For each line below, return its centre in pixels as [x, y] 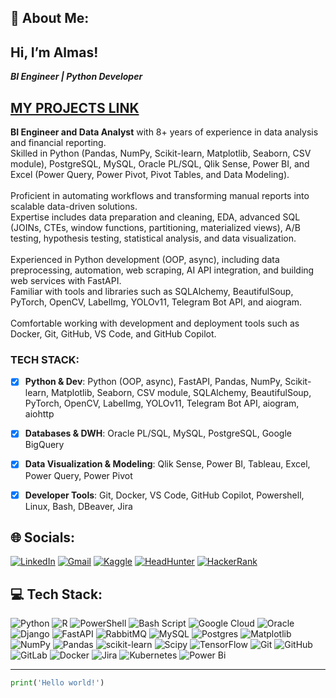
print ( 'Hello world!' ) [57, 683]
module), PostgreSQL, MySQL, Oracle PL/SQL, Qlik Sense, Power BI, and [160, 164]
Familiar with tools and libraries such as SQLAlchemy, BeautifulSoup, [152, 292]
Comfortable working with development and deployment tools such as [155, 323]
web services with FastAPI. [66, 281]
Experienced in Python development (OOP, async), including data [145, 260]
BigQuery [44, 445]
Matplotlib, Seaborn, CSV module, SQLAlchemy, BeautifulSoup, [181, 393]
